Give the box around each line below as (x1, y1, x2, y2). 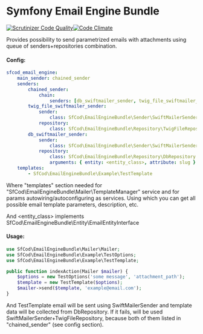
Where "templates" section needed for (6, 181, 103, 188)
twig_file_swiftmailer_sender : (28, 103, 107, 109)
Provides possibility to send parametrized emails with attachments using (6, 36, 187, 43)
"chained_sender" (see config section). (6, 321, 104, 328)
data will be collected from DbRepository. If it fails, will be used (6, 308, 163, 315)
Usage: (6, 233, 25, 240)
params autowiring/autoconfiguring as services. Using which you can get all (6, 194, 196, 202)
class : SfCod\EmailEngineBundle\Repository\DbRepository (49, 154, 196, 160)
